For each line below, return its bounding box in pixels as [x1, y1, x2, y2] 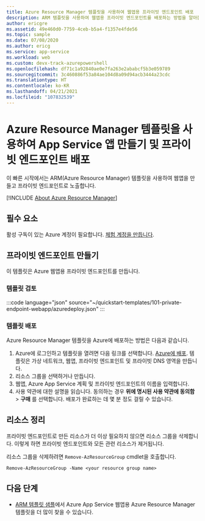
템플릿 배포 [6, 321, 37, 330]
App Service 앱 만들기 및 [38, 137, 159, 151]
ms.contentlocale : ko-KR [6, 83, 70, 89]
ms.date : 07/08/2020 [6, 37, 59, 43]
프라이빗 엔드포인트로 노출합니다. [17, 181, 96, 189]
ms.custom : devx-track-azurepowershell [6, 60, 108, 66]
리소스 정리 [6, 415, 46, 425]
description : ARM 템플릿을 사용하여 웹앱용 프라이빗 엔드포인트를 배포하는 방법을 [6, 15, 186, 21]
